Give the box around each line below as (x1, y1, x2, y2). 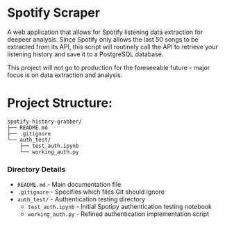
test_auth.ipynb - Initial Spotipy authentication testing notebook (27, 203, 212, 211)
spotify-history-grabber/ (7, 118, 82, 125)
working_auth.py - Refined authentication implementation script (27, 210, 210, 218)
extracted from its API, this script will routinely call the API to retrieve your (7, 42, 219, 51)
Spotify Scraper (7, 5, 101, 21)
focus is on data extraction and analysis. (7, 71, 123, 79)
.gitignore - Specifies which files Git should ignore (17, 187, 165, 196)
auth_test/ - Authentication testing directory (17, 195, 146, 203)
